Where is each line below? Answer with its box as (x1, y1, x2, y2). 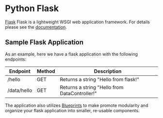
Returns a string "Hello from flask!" (60, 76, 140, 83)
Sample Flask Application (5, 38, 84, 47)
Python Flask (5, 3, 59, 14)
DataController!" (60, 90, 97, 97)
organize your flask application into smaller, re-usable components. (5, 107, 140, 113)
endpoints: (5, 56, 27, 62)
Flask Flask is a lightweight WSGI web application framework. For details (5, 19, 150, 25)
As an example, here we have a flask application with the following (5, 51, 138, 57)
